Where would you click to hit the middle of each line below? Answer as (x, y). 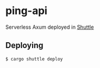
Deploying (24, 45)
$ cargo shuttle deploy (34, 59)
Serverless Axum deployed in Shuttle (50, 27)
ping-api (26, 11)
